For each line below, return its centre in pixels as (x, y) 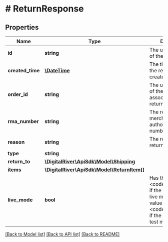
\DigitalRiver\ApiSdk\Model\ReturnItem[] (95, 170)
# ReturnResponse (44, 9)
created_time (24, 71)
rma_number (23, 121)
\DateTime (57, 71)
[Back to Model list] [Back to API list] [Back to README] (62, 234)
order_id (18, 94)
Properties (22, 27)
